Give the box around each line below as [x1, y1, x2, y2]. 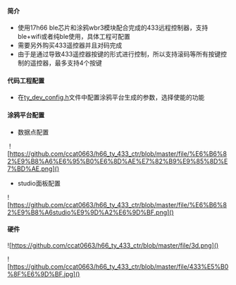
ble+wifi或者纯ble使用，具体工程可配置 [17, 32, 130, 41]
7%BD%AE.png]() [7, 164, 60, 173]
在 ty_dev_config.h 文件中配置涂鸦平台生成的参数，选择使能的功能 [17, 93, 205, 102]
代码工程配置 [7, 76, 44, 85]
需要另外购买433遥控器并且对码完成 [17, 41, 123, 49]
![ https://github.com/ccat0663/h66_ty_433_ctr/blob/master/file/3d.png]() [7, 241, 219, 250]
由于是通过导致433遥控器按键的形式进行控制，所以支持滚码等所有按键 [17, 50, 221, 59]
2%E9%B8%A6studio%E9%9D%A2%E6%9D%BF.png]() [7, 208, 174, 217]
